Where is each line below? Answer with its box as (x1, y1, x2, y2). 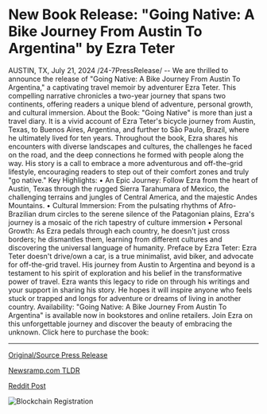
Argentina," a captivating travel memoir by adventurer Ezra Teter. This (8, 82, 237, 92)
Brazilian (8, 209, 37, 219)
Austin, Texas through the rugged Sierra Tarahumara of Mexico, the (8, 184, 230, 193)
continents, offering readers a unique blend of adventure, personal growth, (8, 99, 253, 109)
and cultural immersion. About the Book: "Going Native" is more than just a (8, 107, 253, 117)
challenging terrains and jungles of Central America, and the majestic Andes (8, 192, 258, 202)
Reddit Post (8, 381, 46, 390)
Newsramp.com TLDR (8, 366, 80, 375)
